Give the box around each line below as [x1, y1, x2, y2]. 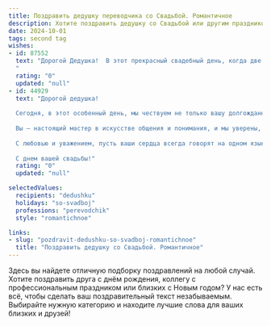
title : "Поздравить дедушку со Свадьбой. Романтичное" [15, 244, 204, 252]
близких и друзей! [8, 308, 71, 318]
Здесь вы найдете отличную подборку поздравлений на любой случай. [8, 265, 256, 275]
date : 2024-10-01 [8, 27, 67, 35]
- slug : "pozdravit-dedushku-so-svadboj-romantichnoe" [8, 236, 197, 245]
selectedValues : [8, 184, 63, 192]
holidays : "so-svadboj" [15, 199, 95, 207]
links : [8, 228, 31, 236]
